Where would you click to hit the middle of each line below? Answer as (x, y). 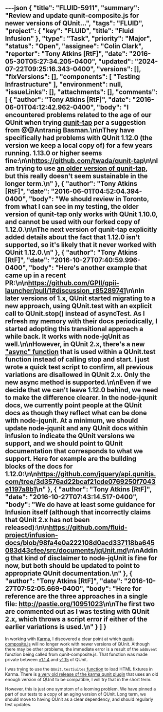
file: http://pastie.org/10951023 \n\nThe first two (80, 604)
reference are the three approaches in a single (76, 596)
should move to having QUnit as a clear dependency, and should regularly (79, 699)
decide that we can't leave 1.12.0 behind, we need (81, 390)
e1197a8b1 (21, 489)
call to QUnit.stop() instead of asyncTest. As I (75, 314)
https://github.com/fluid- (88, 528)
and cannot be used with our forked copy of (73, 222)
